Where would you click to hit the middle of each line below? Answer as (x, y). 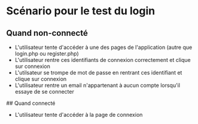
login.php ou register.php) (47, 54)
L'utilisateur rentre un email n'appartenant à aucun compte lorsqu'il (98, 85)
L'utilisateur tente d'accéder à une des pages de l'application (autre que (103, 47)
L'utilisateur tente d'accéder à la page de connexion (79, 115)
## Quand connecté (31, 103)
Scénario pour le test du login (81, 11)
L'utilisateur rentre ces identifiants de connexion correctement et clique (103, 60)
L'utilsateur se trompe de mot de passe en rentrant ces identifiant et (98, 72)
